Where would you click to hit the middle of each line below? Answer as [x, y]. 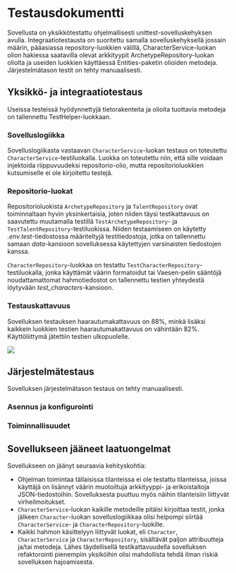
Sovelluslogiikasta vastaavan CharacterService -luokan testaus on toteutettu [117, 150]
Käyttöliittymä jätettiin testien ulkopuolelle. [69, 336]
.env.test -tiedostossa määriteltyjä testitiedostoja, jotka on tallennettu [106, 236]
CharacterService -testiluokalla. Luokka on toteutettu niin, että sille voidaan [115, 158]
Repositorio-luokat [40, 191]
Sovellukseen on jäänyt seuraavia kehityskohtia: [77, 466]
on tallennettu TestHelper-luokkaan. [59, 116]
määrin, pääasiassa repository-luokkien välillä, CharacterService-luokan [112, 47]
